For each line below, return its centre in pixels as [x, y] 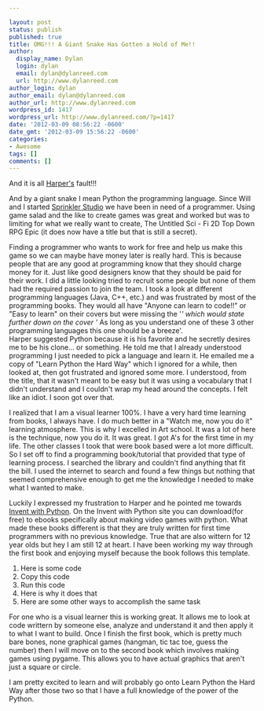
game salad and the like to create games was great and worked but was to [129, 215]
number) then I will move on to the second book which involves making [124, 651]
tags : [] [23, 154]
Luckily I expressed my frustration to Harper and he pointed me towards [125, 503]
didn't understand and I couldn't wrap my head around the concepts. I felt [128, 389]
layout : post [30, 22]
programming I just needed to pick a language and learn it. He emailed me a [132, 356]
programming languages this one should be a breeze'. [96, 331]
